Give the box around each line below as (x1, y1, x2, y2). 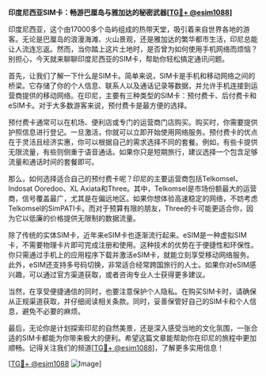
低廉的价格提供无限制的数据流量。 (28, 214, 140, 222)
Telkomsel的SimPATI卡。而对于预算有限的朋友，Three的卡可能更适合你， (8, 203, 247, 213)
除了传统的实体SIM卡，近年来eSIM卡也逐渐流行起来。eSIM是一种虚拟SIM (8, 230, 247, 240)
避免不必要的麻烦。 (21, 306, 85, 316)
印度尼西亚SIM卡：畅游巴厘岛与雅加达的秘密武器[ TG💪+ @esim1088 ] (8, 8, 233, 17)
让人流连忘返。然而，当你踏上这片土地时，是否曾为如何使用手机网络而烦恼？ (8, 44, 258, 54)
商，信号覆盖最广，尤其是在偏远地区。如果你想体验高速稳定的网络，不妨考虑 (8, 194, 258, 203)
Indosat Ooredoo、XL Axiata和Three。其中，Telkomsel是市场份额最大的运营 (8, 184, 257, 193)
